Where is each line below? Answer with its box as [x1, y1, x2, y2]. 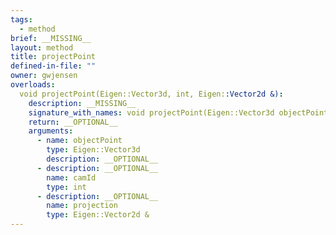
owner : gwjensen [10, 71, 78, 81]
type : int [46, 182, 87, 192]
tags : [10, 14, 33, 25]
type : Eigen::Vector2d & [46, 210, 150, 220]
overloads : [10, 80, 56, 90]
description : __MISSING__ [28, 98, 137, 108]
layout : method [10, 42, 74, 53]
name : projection [46, 201, 118, 211]
